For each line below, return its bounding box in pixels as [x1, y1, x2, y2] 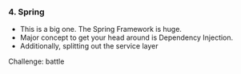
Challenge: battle [8, 56, 65, 66]
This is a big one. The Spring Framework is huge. [19, 25, 183, 34]
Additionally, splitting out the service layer [19, 41, 159, 51]
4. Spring [8, 6, 46, 18]
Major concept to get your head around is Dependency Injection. [19, 33, 234, 42]
